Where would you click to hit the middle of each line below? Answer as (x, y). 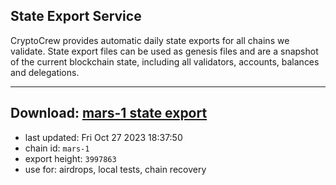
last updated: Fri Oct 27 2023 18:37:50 (103, 137)
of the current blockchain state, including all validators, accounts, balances (165, 61)
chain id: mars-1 (57, 148)
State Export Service (76, 16)
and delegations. (45, 72)
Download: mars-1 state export (109, 113)
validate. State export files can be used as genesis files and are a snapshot (164, 51)
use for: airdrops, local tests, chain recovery (115, 169)
